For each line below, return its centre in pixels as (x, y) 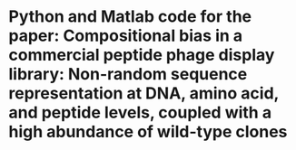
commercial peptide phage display (142, 55)
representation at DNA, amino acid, (143, 94)
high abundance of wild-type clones (148, 132)
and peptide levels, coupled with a (140, 112)
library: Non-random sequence (128, 75)
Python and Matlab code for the (130, 17)
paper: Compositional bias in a (126, 36)
